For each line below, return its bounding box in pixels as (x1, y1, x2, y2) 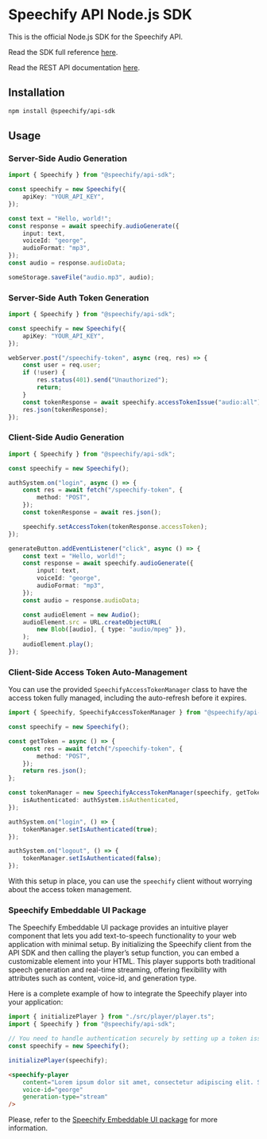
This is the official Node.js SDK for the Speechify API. (8, 32, 184, 41)
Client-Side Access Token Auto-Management (8, 667, 188, 678)
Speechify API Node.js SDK (8, 6, 192, 24)
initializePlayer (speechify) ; (8, 1056, 109, 1064)
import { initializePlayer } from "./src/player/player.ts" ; (8, 1013, 215, 1021)
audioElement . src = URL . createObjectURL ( (22, 618, 161, 626)
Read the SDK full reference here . (8, 47, 118, 57)
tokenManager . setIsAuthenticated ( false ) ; (22, 855, 161, 863)
